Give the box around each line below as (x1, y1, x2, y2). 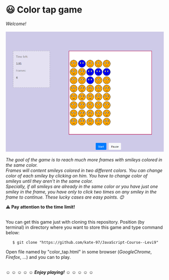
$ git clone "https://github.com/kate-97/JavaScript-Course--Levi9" (12, 240, 158, 245)
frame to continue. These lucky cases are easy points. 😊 (6, 194, 124, 200)
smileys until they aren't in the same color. (6, 178, 93, 184)
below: (6, 229, 20, 235)
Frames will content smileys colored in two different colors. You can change (6, 167, 162, 173)
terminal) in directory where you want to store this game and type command (6, 224, 163, 230)
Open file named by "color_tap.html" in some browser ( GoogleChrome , (6, 248, 152, 255)
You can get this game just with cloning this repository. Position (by (6, 219, 145, 225)
